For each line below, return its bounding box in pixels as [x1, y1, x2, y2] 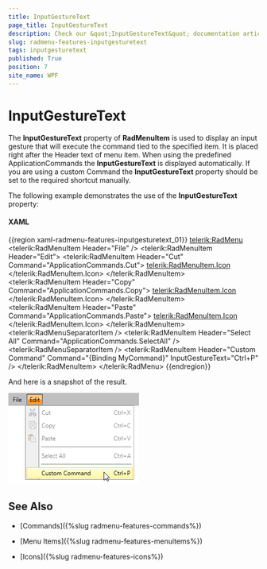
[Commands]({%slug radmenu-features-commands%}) [19, 521, 202, 530]
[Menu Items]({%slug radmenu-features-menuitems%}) [19, 536, 203, 546]
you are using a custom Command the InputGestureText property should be [8, 167, 258, 176]
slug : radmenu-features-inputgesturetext [8, 38, 148, 46]
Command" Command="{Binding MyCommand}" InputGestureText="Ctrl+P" [8, 353, 259, 362]
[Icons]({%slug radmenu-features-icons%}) [19, 552, 164, 561]
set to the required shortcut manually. [8, 175, 131, 184]
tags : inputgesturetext [8, 46, 87, 55]
